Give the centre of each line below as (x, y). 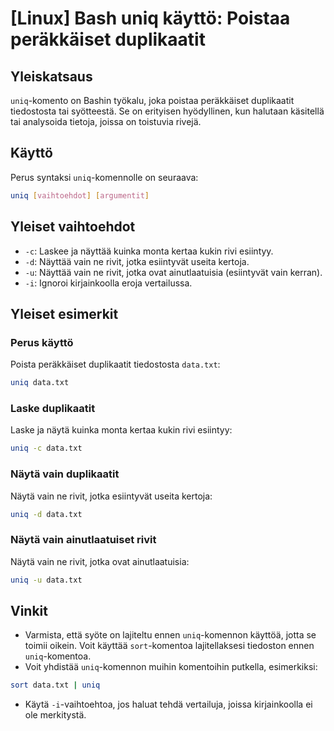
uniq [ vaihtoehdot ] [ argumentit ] (80, 195)
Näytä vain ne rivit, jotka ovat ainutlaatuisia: (100, 561)
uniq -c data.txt (46, 448)
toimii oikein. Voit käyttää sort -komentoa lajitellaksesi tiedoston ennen (169, 646)
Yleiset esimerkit (64, 313)
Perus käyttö (42, 342)
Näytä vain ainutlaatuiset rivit (83, 540)
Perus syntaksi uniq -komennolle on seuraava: (104, 177)
